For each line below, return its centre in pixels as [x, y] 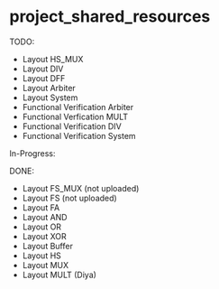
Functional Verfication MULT [75, 117]
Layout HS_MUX [53, 59]
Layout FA [41, 207]
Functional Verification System [79, 135]
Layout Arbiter [49, 88]
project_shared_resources [110, 17]
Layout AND [45, 217]
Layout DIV [43, 69]
